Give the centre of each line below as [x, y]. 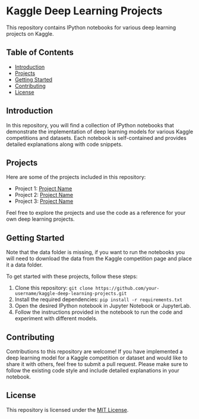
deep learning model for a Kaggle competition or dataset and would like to [97, 358]
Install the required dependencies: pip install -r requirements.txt [99, 299]
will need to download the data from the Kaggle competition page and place [99, 259]
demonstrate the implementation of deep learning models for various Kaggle [100, 132]
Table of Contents [40, 53]
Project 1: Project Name [43, 189]
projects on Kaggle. [30, 33]
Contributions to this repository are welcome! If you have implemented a [94, 351]
